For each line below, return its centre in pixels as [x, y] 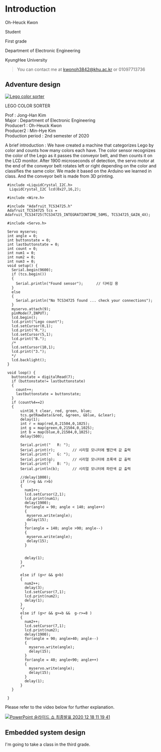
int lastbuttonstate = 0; [33, 244]
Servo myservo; [22, 231]
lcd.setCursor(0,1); [32, 326]
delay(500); [32, 436]
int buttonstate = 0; [29, 240]
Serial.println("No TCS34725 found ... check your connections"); [84, 300]
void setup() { [22, 265]
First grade [16, 41]
